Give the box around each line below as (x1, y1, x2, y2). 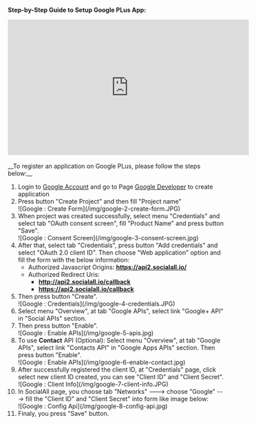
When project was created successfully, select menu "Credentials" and (17, 212, 220, 220)
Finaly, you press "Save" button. (17, 410, 109, 417)
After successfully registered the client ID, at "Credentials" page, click (17, 365, 216, 374)
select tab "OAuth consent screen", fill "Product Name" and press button (17, 220, 224, 227)
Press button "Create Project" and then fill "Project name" (17, 198, 182, 205)
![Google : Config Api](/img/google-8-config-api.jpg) (17, 402, 168, 410)
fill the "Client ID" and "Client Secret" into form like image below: (25, 395, 209, 403)
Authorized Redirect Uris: (28, 271, 100, 278)
